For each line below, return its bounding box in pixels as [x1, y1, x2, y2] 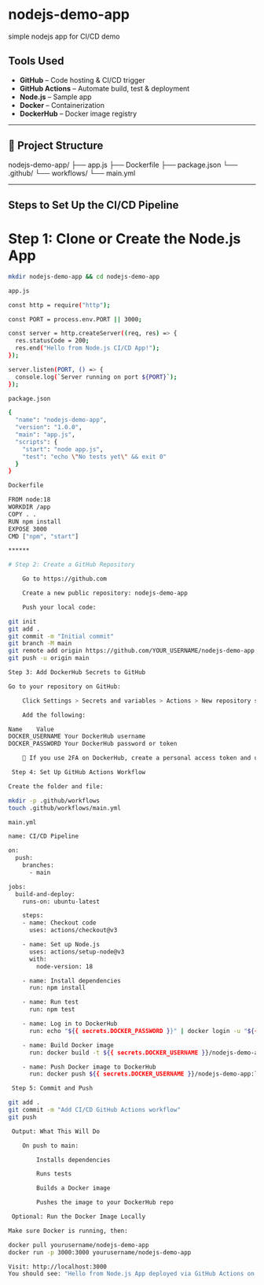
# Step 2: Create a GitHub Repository [8, 561, 135, 568]
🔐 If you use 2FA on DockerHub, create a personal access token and [22, 754, 251, 762]
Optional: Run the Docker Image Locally [11, 1213, 146, 1221]
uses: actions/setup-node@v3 [28, 947, 125, 956]
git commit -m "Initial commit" [8, 632, 114, 640]
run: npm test [28, 1005, 76, 1013]
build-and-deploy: [15, 890, 76, 898]
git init [8, 617, 37, 625]
